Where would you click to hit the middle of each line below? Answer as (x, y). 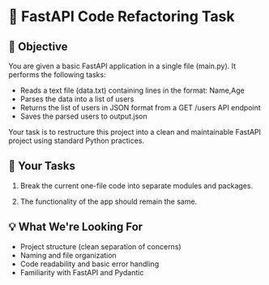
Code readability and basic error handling (90, 264)
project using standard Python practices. (76, 140)
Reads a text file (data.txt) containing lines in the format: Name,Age (132, 90)
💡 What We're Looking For (76, 227)
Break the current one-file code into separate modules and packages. (137, 185)
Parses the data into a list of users (77, 99)
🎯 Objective (38, 47)
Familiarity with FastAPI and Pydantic (82, 272)
